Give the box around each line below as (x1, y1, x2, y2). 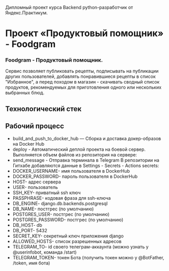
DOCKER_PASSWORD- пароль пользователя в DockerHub (12, 173, 138, 179)
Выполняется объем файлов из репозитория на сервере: (12, 151, 137, 157)
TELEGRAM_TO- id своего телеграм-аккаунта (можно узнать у (12, 243, 149, 250)
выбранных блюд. (5, 90, 45, 96)
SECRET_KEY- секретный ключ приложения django (12, 233, 124, 239)
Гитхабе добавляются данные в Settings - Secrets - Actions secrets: (12, 162, 159, 169)
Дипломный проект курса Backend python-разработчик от (5, 5, 133, 10)
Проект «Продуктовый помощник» (5, 28, 164, 39)
